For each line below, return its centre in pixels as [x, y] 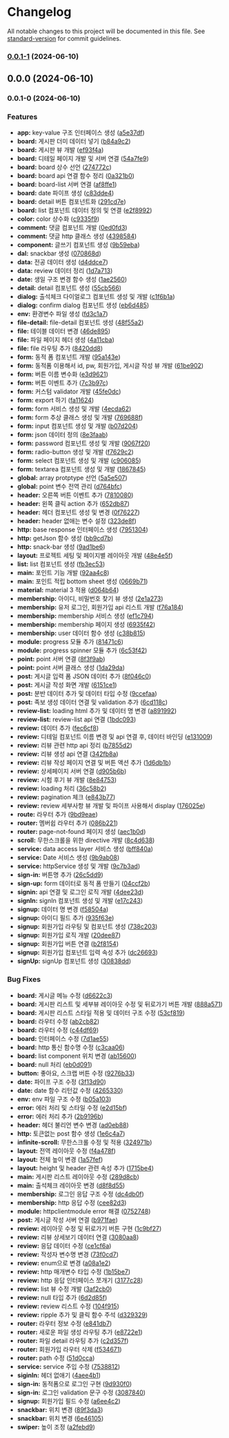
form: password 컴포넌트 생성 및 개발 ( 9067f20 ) [83, 443]
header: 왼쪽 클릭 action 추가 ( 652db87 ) [73, 504]
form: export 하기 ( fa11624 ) [56, 400]
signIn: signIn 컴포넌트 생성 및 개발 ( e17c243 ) [80, 901]
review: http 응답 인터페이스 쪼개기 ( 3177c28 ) [80, 1280]
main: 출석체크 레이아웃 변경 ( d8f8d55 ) [71, 1185]
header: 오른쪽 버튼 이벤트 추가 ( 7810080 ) [75, 495]
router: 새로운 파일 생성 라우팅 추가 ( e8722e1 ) [80, 1332]
